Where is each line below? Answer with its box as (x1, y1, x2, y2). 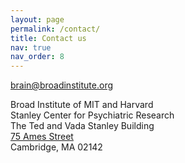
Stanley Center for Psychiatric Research (10, 109, 175, 121)
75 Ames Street (10, 131, 74, 143)
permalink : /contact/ (10, 24, 101, 34)
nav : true (10, 42, 52, 53)
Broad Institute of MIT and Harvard (10, 99, 154, 111)
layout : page (10, 14, 65, 25)
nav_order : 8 (10, 52, 65, 62)
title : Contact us (10, 33, 87, 43)
